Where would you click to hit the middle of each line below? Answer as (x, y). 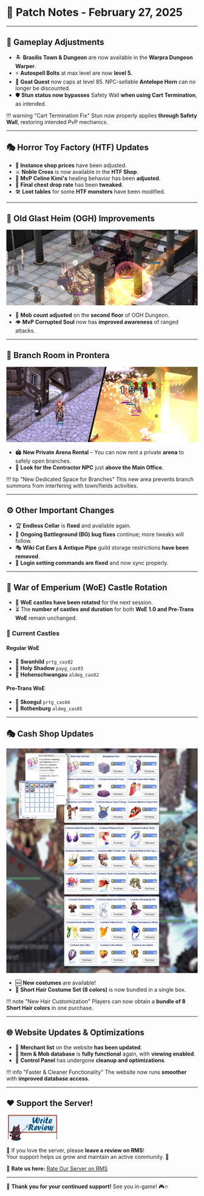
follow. (23, 541)
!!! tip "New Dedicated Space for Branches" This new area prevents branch (100, 479)
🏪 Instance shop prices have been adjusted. (71, 165)
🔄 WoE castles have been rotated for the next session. (84, 602)
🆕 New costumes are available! (55, 983)
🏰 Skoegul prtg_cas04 (42, 702)
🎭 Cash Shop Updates (50, 734)
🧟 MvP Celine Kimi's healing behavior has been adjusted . (88, 178)
